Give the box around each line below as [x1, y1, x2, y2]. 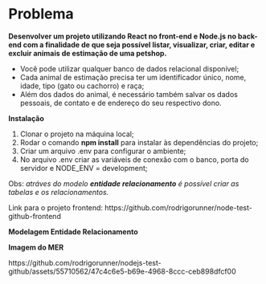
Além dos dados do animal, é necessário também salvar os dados [19, 89, 239, 99]
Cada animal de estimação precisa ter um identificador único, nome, [19, 72, 247, 82]
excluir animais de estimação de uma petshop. [8, 48, 167, 58]
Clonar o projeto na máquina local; [19, 129, 134, 139]
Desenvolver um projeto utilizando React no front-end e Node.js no [8, 31, 237, 41]
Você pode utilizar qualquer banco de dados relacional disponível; [19, 63, 239, 73]
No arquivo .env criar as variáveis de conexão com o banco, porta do [19, 154, 249, 164]
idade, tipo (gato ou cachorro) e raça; [19, 81, 145, 91]
